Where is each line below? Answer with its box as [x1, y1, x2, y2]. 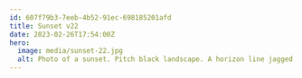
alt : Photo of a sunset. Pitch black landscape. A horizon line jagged [17, 55, 294, 64]
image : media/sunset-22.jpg [17, 47, 124, 56]
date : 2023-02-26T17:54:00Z [9, 30, 116, 39]
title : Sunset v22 [9, 22, 79, 30]
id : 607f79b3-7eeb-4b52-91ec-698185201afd [9, 13, 172, 22]
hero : [9, 38, 30, 48]
